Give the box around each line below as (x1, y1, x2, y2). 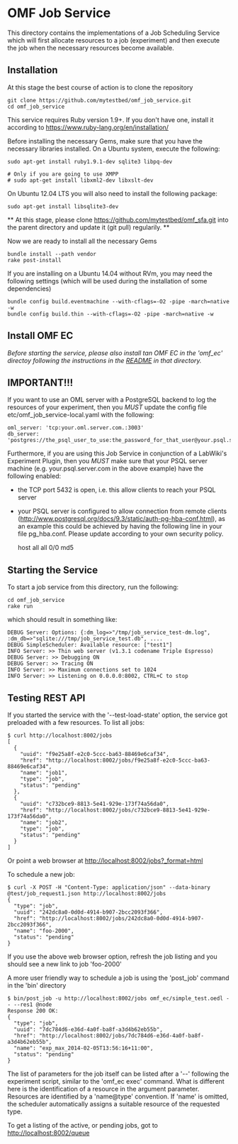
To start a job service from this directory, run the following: (7, 583, 179, 591)
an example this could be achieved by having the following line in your (17, 522, 223, 531)
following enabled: (7, 472, 62, 480)
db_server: (7, 431, 40, 438)
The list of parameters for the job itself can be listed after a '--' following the (7, 1069, 229, 1078)
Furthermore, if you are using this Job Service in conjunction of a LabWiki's (7, 449, 227, 458)
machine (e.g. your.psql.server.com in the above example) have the (7, 464, 204, 473)
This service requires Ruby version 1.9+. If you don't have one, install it (7, 115, 214, 124)
